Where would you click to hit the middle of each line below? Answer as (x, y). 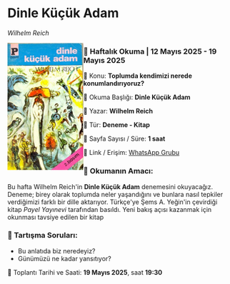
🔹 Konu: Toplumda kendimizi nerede (138, 76)
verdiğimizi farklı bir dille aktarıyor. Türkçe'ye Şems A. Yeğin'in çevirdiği (112, 202)
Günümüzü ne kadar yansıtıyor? (65, 258)
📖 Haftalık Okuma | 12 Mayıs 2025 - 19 (150, 51)
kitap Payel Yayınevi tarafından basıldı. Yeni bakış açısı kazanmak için (110, 209)
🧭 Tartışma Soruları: (42, 235)
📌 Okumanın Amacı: (118, 171)
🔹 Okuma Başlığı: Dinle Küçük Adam (137, 97)
